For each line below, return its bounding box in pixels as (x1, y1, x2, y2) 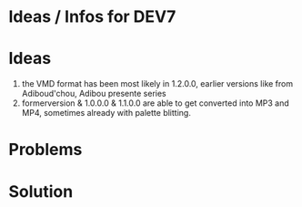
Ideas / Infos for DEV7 (8, 6, 176, 27)
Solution (8, 181, 74, 202)
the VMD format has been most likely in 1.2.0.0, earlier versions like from (21, 78, 293, 89)
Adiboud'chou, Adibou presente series (21, 88, 166, 99)
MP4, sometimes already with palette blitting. (21, 108, 192, 119)
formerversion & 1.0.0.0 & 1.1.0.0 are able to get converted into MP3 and (21, 98, 290, 109)
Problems (8, 140, 83, 160)
